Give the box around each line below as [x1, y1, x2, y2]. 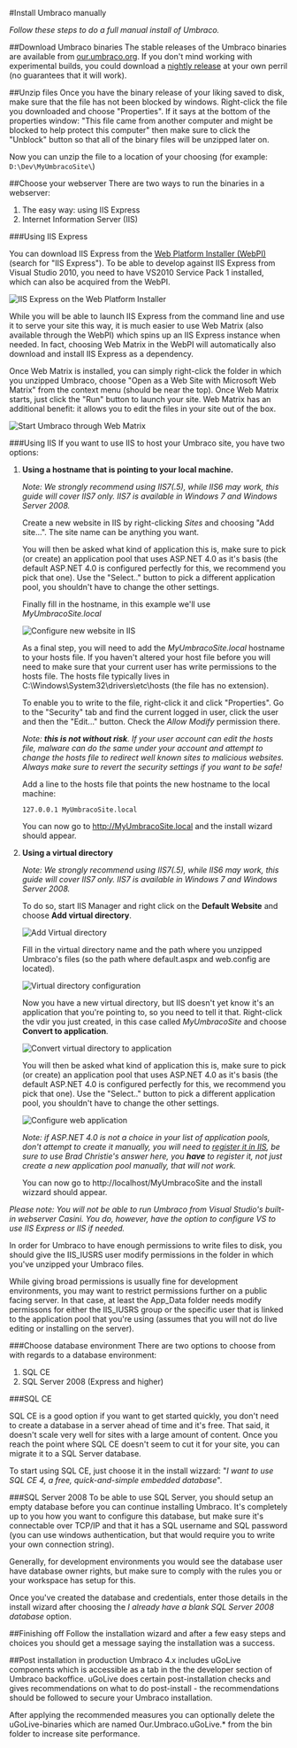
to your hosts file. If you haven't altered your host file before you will [21, 652, 271, 663]
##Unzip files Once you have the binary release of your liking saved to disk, [9, 88, 285, 97]
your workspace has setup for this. [9, 1575, 136, 1585]
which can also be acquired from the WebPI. [9, 276, 171, 287]
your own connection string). [9, 1539, 115, 1550]
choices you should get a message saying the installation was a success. [9, 1638, 276, 1648]
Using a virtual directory [21, 848, 113, 858]
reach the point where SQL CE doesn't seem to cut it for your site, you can [9, 1439, 280, 1449]
